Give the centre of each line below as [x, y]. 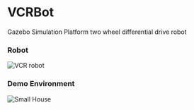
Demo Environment [41, 84]
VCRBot [31, 12]
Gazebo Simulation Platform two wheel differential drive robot [97, 32]
